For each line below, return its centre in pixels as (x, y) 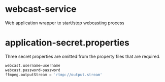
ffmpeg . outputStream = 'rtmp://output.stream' (54, 75)
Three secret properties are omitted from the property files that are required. (83, 56)
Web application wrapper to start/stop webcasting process (65, 23)
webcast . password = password (33, 70)
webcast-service (41, 9)
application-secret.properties (67, 43)
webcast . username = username (33, 65)
